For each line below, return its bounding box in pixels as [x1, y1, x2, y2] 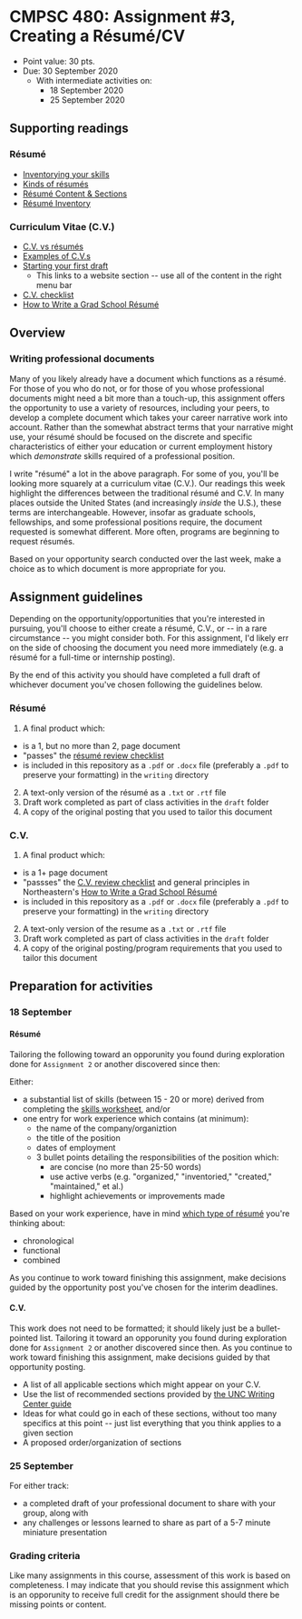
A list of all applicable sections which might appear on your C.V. [22, 1379, 261, 1390]
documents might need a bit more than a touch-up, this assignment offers [9, 393, 286, 404]
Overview [9, 325, 66, 341]
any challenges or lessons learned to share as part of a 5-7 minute [22, 1517, 271, 1528]
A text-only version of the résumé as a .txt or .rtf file [22, 786, 227, 797]
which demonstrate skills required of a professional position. [9, 450, 236, 461]
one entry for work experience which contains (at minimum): [22, 1113, 249, 1124]
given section [22, 1427, 73, 1438]
